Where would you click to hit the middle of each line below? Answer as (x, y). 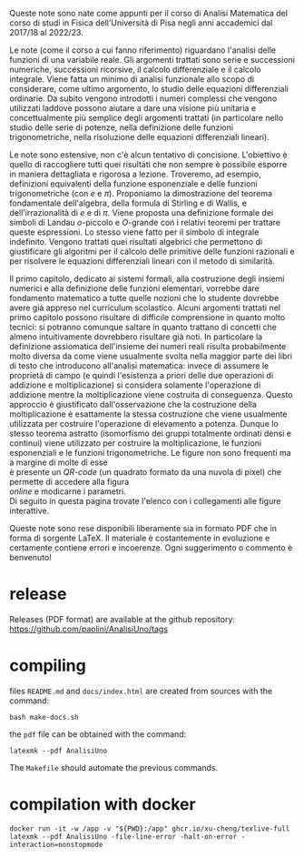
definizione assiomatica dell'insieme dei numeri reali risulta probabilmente (148, 346)
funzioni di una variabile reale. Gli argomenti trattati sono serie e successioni (152, 60)
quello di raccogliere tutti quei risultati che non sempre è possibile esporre (148, 164)
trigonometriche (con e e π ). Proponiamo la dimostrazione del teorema (141, 193)
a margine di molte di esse (59, 462)
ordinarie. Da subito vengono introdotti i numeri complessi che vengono (143, 98)
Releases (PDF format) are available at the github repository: (123, 619)
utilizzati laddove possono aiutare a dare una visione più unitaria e (133, 108)
